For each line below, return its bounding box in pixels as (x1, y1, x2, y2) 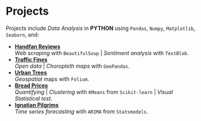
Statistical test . (14, 95, 53, 102)
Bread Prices (14, 81, 48, 89)
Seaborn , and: (5, 31, 39, 38)
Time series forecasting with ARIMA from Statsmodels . (14, 108, 148, 115)
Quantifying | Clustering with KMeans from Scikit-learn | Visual (14, 88, 174, 95)
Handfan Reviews (14, 43, 60, 50)
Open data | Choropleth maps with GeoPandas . (14, 62, 130, 70)
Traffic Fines (14, 56, 48, 63)
